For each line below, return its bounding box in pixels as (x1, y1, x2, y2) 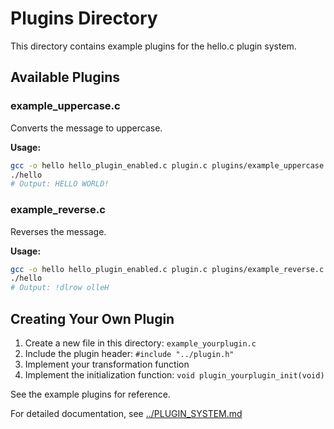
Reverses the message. (10, 225, 107, 237)
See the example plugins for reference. (10, 388, 171, 400)
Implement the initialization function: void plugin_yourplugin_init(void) (24, 368, 325, 381)
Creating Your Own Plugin (10, 310, 175, 327)
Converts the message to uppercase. (10, 122, 163, 134)
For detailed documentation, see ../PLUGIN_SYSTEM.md (10, 407, 243, 419)
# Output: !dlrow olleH (10, 283, 110, 293)
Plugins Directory (10, 7, 158, 30)
